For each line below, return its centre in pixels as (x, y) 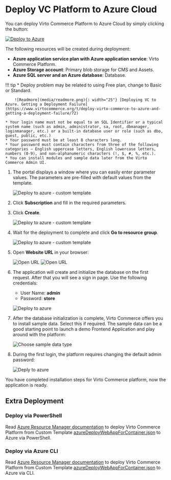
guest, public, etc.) (28, 136)
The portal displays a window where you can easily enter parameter (84, 172)
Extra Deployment (34, 401)
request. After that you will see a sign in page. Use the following (80, 277)
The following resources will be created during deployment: (68, 49)
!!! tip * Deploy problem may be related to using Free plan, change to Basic (83, 85)
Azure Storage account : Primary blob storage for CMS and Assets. (83, 70)
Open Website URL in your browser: (51, 252)
